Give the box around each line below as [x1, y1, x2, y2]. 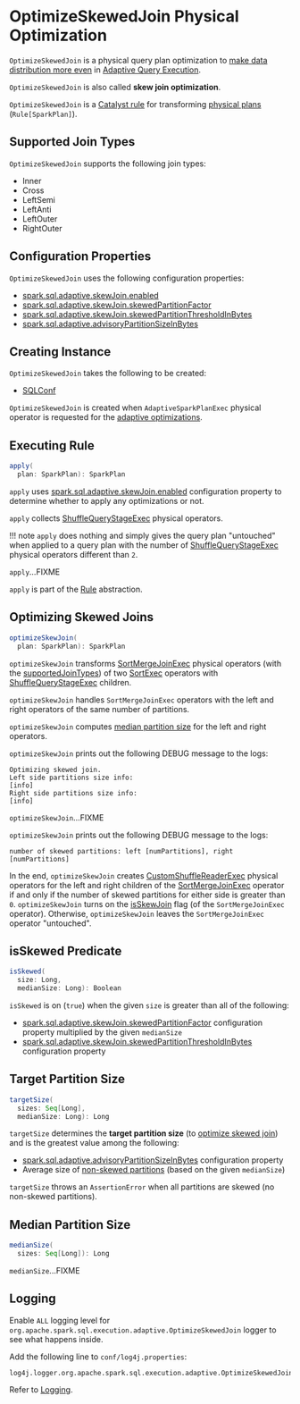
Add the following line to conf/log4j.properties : [9, 1351, 187, 1362]
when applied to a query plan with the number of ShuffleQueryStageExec [9, 539, 279, 551]
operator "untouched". [9, 918, 92, 929]
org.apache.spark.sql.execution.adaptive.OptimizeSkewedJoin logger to [9, 1324, 277, 1335]
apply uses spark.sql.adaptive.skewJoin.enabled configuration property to [9, 485, 282, 497]
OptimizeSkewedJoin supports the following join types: [9, 158, 207, 169]
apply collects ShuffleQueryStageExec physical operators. [9, 512, 223, 524]
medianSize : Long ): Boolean [17, 984, 122, 993]
